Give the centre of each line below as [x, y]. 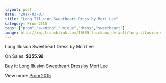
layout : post [19, 10]
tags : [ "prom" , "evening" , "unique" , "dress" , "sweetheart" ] [65, 28]
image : [12, 33]
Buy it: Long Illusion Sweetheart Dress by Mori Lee [57, 66]
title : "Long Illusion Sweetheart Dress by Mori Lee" [62, 19]
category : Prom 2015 [26, 23]
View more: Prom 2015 [28, 75]
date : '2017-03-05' [25, 14]
